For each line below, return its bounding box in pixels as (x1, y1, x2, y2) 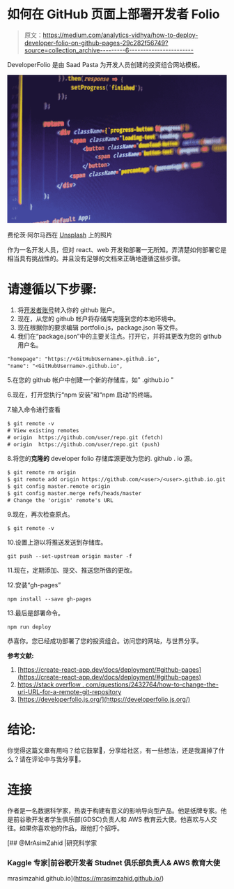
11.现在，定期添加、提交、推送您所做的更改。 (7, 566, 136, 574)
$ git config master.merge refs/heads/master (7, 490, 141, 497)
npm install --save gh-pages (7, 595, 92, 603)
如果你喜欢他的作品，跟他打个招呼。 (19, 823, 123, 832)
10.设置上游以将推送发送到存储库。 (7, 538, 107, 546)
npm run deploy (7, 623, 52, 631)
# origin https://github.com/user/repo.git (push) (7, 441, 160, 448)
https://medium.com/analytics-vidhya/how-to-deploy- (42, 31, 198, 39)
